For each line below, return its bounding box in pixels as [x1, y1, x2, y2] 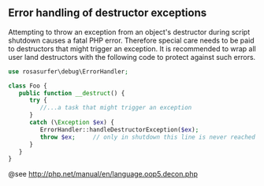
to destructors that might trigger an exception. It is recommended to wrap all [8, 43, 256, 54]
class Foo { [8, 82, 47, 90]
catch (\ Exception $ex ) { [28, 118, 114, 127]
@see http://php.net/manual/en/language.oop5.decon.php [8, 169, 199, 179]
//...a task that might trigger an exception [39, 104, 192, 112]
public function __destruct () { [18, 89, 125, 97]
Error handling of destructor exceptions [8, 6, 207, 20]
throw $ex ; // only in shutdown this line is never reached [39, 133, 256, 141]
